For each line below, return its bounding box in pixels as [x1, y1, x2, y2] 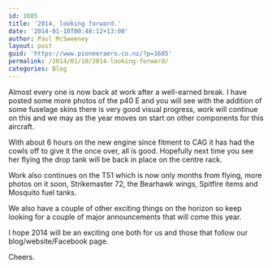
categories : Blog [8, 65, 67, 73]
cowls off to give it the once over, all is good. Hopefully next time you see [8, 145, 254, 155]
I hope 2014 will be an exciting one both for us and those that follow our [8, 227, 248, 237]
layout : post [8, 42, 53, 50]
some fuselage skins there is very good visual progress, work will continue [8, 104, 258, 114]
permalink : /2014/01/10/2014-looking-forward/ [8, 58, 169, 66]
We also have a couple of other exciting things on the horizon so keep [8, 203, 242, 213]
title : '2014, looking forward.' [8, 19, 122, 28]
